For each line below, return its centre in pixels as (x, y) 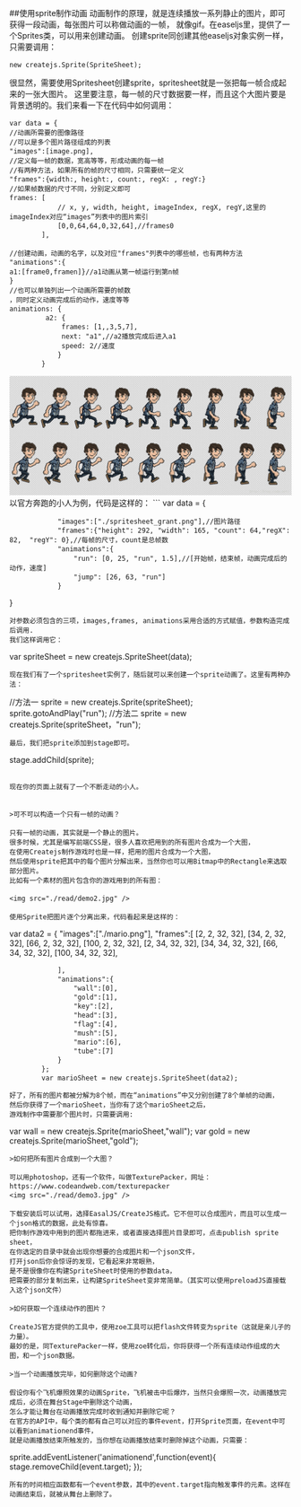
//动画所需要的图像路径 (47, 133)
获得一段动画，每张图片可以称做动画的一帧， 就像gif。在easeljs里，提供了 (146, 24)
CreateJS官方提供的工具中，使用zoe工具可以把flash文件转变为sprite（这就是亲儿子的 (150, 1327)
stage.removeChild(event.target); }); (76, 1467)
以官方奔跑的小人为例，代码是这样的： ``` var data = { (107, 503)
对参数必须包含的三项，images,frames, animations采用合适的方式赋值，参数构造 (143, 621)
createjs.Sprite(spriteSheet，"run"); (75, 724)
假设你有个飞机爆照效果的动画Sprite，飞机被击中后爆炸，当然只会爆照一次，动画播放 (145, 1393)
